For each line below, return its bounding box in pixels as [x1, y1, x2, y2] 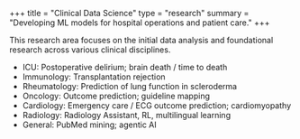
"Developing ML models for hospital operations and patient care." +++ [9, 17, 270, 28]
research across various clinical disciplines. [9, 44, 171, 55]
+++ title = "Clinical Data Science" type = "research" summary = [9, 8, 250, 18]
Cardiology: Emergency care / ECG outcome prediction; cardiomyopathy [22, 100, 291, 111]
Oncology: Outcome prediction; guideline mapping [22, 90, 210, 101]
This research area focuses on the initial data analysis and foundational [9, 35, 274, 45]
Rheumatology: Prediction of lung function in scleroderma [22, 81, 237, 91]
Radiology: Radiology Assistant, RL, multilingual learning [22, 110, 232, 120]
